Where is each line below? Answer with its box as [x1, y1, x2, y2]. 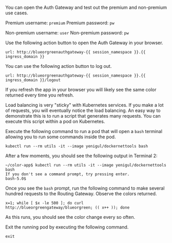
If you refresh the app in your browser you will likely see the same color [5, 87, 157, 92]
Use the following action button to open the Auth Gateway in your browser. [5, 40, 163, 46]
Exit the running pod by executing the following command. [5, 224, 129, 230]
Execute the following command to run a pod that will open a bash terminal [5, 128, 163, 134]
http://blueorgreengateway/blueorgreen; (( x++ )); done [5, 205, 130, 210]
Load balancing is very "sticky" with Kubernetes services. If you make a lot [5, 102, 164, 108]
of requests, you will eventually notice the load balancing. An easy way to [5, 107, 161, 114]
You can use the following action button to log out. [5, 63, 112, 69]
